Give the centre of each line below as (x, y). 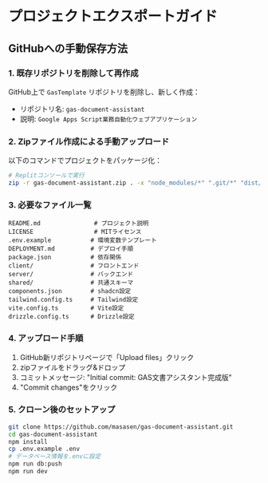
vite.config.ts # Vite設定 (66, 308)
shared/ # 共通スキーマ (71, 283)
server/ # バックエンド (71, 275)
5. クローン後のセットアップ (62, 410)
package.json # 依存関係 (65, 257)
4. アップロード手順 (46, 338)
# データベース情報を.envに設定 (55, 457)
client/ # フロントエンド (74, 266)
